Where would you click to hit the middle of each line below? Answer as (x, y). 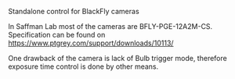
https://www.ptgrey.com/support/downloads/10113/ (91, 43)
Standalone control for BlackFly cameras (74, 11)
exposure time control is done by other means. (83, 66)
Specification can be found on (57, 35)
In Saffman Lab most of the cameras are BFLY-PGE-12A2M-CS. (110, 26)
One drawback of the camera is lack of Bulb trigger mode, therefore (117, 58)
